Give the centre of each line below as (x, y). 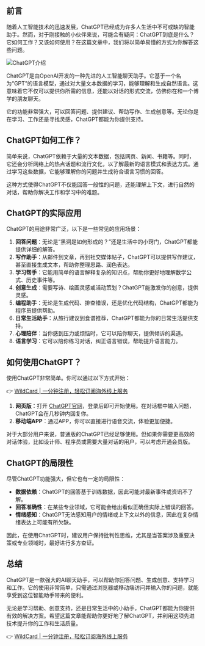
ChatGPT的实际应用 (44, 213)
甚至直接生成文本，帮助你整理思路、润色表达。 (74, 265)
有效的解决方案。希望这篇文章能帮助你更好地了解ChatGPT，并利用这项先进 (101, 615)
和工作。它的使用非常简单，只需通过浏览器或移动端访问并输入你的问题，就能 (103, 587)
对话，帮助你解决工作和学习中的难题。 (54, 192)
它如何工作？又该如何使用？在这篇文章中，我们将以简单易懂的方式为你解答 (100, 42)
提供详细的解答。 (37, 250)
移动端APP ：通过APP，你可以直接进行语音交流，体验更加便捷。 (95, 421)
